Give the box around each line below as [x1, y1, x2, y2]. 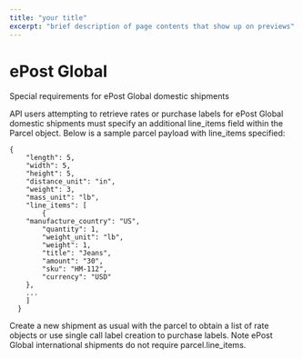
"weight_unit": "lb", [42, 233, 125, 242]
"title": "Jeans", [42, 249, 112, 258]
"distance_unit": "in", [25, 177, 116, 186]
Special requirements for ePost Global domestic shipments [9, 91, 230, 102]
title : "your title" [9, 13, 88, 23]
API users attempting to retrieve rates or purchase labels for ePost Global [9, 108, 284, 119]
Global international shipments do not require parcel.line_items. [9, 340, 247, 351]
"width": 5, [25, 161, 71, 171]
